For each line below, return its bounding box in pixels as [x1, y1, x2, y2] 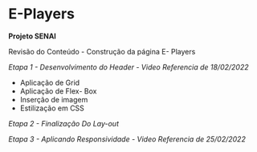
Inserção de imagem [19, 94, 88, 104]
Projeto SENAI [8, 31, 56, 41]
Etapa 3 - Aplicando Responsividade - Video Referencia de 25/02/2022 [8, 134, 247, 144]
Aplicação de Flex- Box [19, 86, 97, 96]
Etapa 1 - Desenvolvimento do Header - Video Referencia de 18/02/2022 [8, 62, 249, 72]
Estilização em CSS [19, 103, 84, 113]
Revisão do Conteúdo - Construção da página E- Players [8, 46, 196, 56]
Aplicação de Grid [19, 78, 80, 87]
